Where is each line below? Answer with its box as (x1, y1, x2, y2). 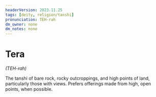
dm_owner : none (5, 21, 38, 27)
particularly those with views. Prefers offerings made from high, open (5, 81, 151, 87)
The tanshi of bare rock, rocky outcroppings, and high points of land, (5, 75, 150, 82)
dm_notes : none (5, 27, 38, 32)
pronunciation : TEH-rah (5, 17, 56, 22)
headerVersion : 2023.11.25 (5, 7, 63, 13)
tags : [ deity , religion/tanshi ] (5, 12, 74, 17)
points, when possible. (5, 86, 53, 92)
